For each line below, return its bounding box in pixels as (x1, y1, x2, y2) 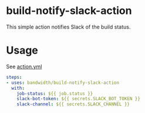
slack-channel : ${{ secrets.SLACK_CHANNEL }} (16, 101, 130, 107)
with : (11, 85, 25, 91)
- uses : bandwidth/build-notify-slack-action (6, 80, 119, 86)
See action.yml (6, 63, 42, 70)
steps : (6, 74, 22, 80)
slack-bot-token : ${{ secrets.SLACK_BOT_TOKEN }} (16, 96, 141, 102)
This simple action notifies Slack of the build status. (6, 23, 131, 30)
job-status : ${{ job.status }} (16, 90, 93, 97)
